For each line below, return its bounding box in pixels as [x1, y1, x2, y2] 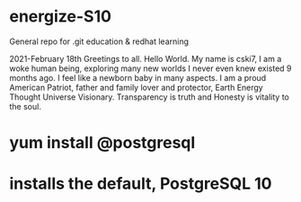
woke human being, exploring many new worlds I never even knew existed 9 [9, 63, 292, 74]
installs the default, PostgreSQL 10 [9, 173, 272, 194]
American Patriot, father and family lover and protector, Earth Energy [9, 82, 263, 92]
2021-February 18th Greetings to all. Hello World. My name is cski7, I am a [9, 53, 282, 64]
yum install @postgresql [9, 133, 196, 154]
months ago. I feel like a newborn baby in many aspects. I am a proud [9, 72, 267, 83]
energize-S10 [9, 6, 112, 27]
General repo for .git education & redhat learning [9, 36, 190, 47]
